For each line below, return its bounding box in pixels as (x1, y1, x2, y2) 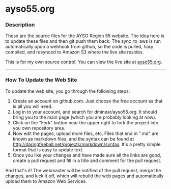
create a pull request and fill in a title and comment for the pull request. (12, 157, 162, 164)
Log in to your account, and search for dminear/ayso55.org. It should (12, 109, 157, 115)
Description (5, 21, 35, 29)
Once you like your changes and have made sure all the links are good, (12, 152, 161, 158)
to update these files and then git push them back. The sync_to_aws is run (5, 38, 161, 44)
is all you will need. (12, 103, 53, 110)
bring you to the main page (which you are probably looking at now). (12, 114, 157, 120)
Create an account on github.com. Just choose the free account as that (12, 98, 163, 104)
